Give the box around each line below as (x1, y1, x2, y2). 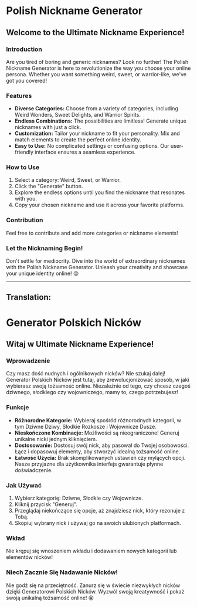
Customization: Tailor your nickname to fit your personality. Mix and (14, 130, 180, 137)
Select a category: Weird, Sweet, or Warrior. (14, 177, 121, 184)
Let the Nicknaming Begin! (6, 244, 83, 252)
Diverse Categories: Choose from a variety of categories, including (14, 105, 179, 112)
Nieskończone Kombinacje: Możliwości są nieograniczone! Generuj (14, 429, 180, 436)
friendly (14, 148, 34, 156)
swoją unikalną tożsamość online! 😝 (6, 594, 94, 601)
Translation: (6, 292, 52, 303)
